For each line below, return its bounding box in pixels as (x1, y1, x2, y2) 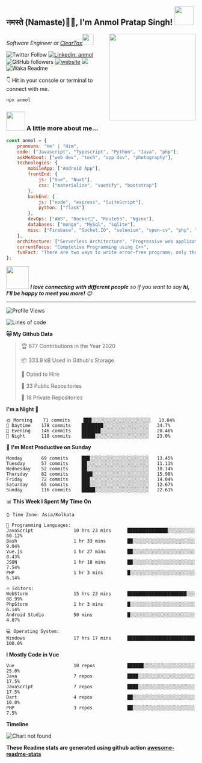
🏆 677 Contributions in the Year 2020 (20, 343, 116, 350)
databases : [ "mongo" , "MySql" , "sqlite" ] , (28, 222, 136, 228)
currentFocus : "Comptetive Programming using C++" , (17, 244, 149, 250)
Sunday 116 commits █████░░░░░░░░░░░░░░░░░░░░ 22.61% (6, 487, 173, 493)
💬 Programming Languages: (6, 522, 71, 529)
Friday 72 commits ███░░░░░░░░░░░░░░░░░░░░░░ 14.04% (6, 476, 173, 482)
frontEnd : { (28, 171, 58, 178)
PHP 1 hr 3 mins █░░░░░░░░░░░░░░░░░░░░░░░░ (6, 570, 195, 576)
